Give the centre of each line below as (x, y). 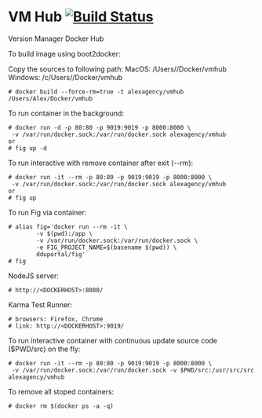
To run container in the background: (66, 113)
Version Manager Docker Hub (56, 38)
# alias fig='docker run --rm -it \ (68, 227)
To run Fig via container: (47, 212)
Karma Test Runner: (40, 304)
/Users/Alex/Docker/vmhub (50, 98)
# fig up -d (27, 148)
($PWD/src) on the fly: (44, 349)
